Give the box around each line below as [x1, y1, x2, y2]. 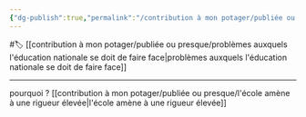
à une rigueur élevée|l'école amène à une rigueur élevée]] [9, 97, 228, 108]
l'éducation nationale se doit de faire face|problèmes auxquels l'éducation [9, 52, 288, 63]
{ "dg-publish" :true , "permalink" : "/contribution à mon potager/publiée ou [9, 13, 296, 23]
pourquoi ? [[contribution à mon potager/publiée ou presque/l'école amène [9, 87, 291, 98]
